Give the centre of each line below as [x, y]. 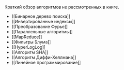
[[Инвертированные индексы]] [43, 21]
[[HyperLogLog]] [28, 47]
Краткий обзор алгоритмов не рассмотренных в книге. [62, 7]
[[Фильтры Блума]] [31, 42]
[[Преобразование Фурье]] [40, 27]
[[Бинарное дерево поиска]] [41, 16]
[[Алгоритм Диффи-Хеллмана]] [44, 57]
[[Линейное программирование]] [46, 63]
